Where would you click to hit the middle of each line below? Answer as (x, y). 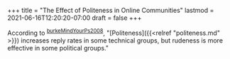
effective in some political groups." (58, 48)
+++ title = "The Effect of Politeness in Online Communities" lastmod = (111, 10)
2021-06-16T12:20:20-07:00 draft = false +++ (75, 18)
